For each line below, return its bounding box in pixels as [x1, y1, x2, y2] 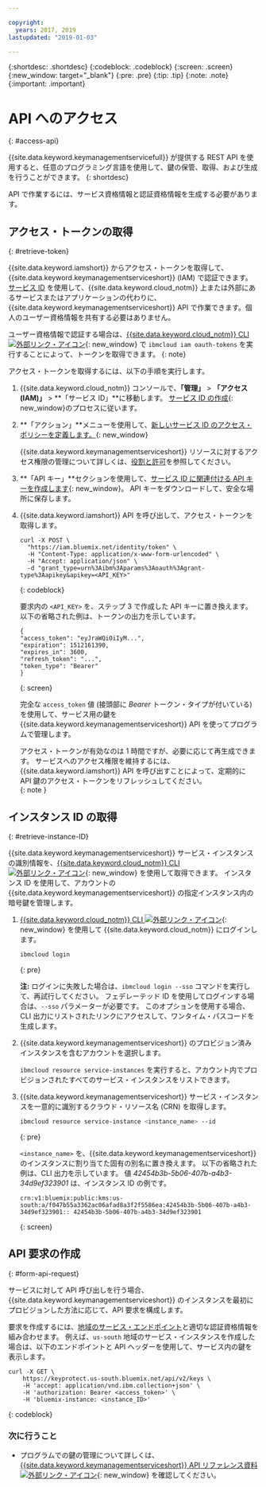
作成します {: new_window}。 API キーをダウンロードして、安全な [33, 484, 248, 493]
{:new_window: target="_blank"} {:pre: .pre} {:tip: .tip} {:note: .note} [8, 71, 229, 80]
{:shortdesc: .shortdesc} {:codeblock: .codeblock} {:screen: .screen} [8, 62, 233, 72]
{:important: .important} [8, 79, 86, 88]
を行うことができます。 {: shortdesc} [8, 173, 129, 182]
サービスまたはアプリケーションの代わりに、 [14, 293, 161, 302]
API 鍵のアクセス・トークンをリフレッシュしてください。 [19, 777, 206, 786]
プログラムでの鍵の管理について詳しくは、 [19, 1450, 159, 1460]
